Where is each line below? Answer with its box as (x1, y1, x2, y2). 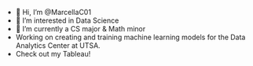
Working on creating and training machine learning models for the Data (15, 32, 246, 42)
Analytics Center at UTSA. (15, 41, 101, 50)
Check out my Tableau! (15, 49, 91, 58)
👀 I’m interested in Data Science (15, 16, 119, 25)
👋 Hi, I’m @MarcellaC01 (15, 8, 92, 16)
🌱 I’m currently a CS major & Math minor (15, 24, 146, 33)
